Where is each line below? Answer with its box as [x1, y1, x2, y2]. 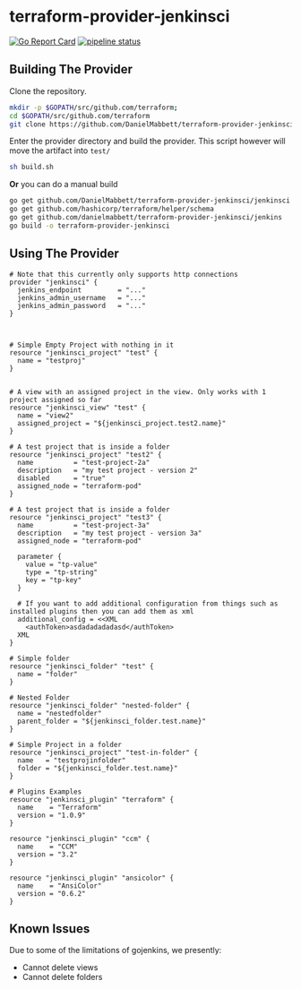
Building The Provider [9, 62, 133, 77]
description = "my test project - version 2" [17, 466, 199, 475]
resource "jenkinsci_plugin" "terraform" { [9, 795, 175, 804]
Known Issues [9, 921, 90, 936]
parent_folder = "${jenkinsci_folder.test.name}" [17, 717, 206, 726]
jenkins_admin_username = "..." [17, 293, 146, 302]
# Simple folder [9, 654, 70, 663]
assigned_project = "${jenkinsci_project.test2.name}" [17, 418, 227, 427]
